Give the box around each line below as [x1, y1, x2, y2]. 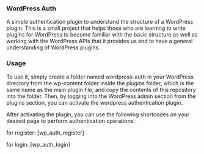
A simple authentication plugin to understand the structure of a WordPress [6, 18, 194, 26]
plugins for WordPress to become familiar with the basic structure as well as [6, 31, 198, 38]
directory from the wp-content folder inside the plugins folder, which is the [6, 79, 194, 86]
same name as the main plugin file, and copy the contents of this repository [6, 86, 197, 93]
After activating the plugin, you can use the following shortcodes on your [6, 111, 190, 118]
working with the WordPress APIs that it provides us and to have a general [6, 38, 193, 45]
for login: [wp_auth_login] [6, 141, 70, 148]
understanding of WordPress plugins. [6, 44, 100, 51]
